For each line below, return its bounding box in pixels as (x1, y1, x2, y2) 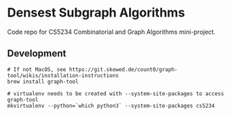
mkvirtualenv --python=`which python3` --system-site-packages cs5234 (7, 102, 215, 109)
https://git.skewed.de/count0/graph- (68, 66, 178, 73)
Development (7, 48, 67, 59)
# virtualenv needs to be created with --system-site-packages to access (7, 90, 225, 97)
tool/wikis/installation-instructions (7, 72, 119, 79)
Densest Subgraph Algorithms (7, 5, 185, 21)
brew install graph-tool (7, 78, 79, 85)
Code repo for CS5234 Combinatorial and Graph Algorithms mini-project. (7, 28, 216, 36)
